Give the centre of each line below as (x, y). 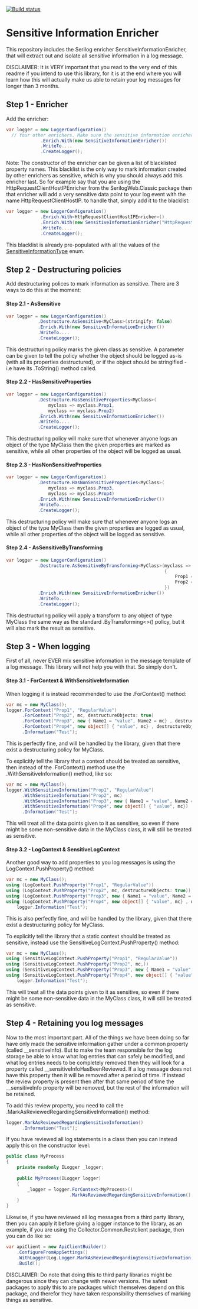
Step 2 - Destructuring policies (64, 269)
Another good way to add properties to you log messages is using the (91, 863)
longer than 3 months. (33, 86)
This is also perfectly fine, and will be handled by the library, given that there (99, 918)
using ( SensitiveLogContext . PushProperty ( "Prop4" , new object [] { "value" (100, 976)
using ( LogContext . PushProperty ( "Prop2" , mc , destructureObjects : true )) (99, 891)
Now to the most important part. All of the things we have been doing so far (98, 1037)
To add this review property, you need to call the (65, 1105)
